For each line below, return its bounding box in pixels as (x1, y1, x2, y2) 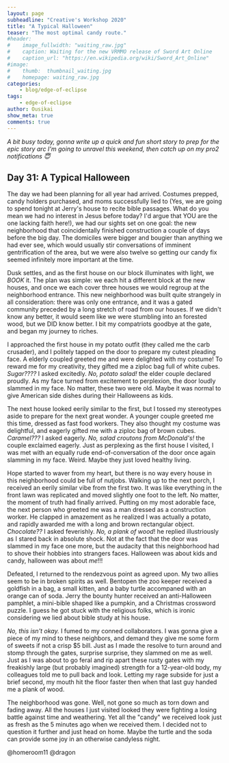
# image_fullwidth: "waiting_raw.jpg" (7, 42, 127, 49)
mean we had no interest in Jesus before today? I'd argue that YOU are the (7, 212, 217, 220)
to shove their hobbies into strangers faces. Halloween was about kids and (7, 550, 217, 558)
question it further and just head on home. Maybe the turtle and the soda (7, 728, 213, 736)
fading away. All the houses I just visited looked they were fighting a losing (7, 706, 217, 714)
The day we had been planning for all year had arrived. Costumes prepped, (7, 190, 219, 198)
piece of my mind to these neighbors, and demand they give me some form (7, 634, 219, 642)
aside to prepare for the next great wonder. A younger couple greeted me (7, 412, 214, 421)
